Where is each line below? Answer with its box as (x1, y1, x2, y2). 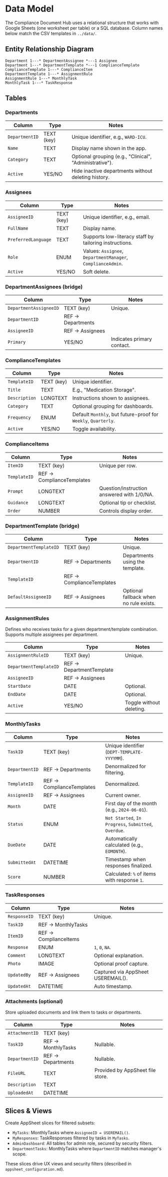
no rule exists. (122, 599, 156, 606)
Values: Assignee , (82, 247, 123, 254)
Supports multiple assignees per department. (5, 631, 98, 638)
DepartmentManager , (82, 253, 128, 260)
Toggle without (124, 699, 160, 706)
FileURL (7, 1070, 26, 1076)
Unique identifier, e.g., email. (82, 213, 150, 220)
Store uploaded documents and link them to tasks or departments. (5, 1009, 142, 1016)
